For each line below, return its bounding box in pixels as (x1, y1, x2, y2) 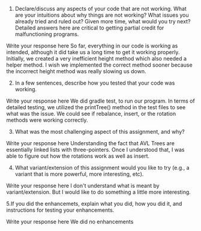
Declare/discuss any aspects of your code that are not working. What (14, 5, 187, 12)
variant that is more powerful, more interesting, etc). (14, 170, 144, 178)
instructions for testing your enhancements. (6, 206, 115, 214)
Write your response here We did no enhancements (6, 218, 134, 225)
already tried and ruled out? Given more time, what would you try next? (14, 18, 191, 25)
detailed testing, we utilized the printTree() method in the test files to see (6, 104, 186, 110)
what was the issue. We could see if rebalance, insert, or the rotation (6, 110, 176, 117)
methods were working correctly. (6, 116, 88, 124)
